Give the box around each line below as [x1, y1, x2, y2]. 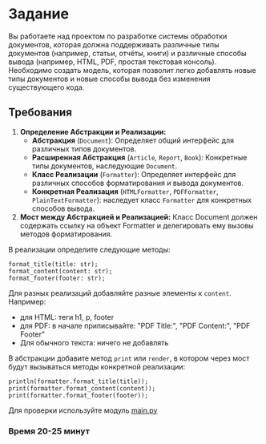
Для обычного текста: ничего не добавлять [19, 337, 169, 347]
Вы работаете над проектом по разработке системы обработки [8, 31, 228, 41]
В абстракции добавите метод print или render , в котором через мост [8, 353, 250, 363]
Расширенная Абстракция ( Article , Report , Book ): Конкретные [31, 152, 248, 162]
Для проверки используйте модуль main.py [8, 406, 158, 415]
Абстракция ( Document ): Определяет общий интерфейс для [31, 135, 235, 145]
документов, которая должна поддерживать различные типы [8, 39, 220, 49]
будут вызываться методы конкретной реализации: [8, 361, 186, 371]
